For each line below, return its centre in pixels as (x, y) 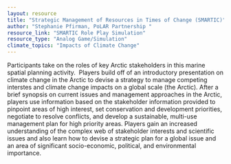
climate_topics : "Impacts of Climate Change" (73, 45)
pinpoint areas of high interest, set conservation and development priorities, (114, 109)
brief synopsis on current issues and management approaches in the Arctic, (114, 94)
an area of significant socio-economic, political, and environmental (102, 146)
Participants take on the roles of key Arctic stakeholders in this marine (106, 65)
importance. (24, 153)
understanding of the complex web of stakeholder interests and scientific (111, 131)
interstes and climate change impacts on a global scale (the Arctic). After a (113, 87)
